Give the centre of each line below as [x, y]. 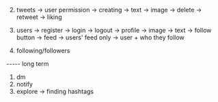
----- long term [28, 64]
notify [25, 84]
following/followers [43, 51]
